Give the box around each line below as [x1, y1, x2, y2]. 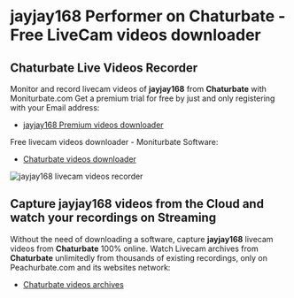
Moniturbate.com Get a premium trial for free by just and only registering [10, 93, 275, 103]
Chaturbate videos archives [22, 279, 125, 289]
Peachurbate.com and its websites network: [10, 262, 171, 272]
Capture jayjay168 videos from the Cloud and [10, 196, 265, 211]
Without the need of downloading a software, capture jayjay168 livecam [10, 233, 274, 244]
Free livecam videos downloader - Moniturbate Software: [10, 137, 219, 147]
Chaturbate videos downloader [22, 154, 136, 164]
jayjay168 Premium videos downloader [22, 119, 164, 130]
